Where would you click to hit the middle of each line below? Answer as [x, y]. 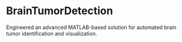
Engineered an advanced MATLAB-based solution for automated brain [91, 27]
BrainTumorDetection [59, 11]
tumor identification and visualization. [52, 33]
